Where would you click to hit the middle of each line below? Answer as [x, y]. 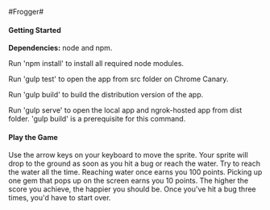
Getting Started [35, 30]
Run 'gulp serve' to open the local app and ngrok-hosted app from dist [125, 110]
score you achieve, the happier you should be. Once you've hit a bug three [132, 189]
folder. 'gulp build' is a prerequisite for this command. [97, 119]
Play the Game [33, 137]
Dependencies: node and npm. [60, 48]
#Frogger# [26, 12]
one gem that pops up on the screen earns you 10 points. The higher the [128, 181]
